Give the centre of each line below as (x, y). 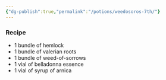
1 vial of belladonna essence (49, 64)
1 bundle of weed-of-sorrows (50, 57)
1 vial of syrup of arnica (43, 70)
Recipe (16, 32)
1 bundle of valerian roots (45, 52)
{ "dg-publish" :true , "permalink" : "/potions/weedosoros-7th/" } (83, 12)
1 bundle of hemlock (39, 45)
